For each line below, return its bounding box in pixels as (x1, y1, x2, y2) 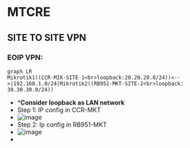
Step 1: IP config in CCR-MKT (17, 105, 102, 114)
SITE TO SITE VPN (7, 32, 86, 44)
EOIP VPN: (7, 53, 44, 62)
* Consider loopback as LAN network (17, 98, 125, 107)
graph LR (7, 68, 32, 75)
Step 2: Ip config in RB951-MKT (17, 120, 107, 129)
